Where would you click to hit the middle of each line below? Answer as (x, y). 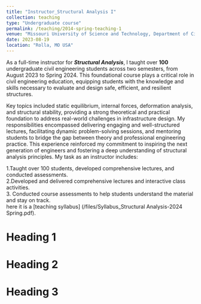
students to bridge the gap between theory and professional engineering (96, 137)
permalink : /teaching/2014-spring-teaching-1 (64, 28)
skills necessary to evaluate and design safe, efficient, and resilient (89, 88)
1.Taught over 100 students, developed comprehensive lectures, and (90, 168)
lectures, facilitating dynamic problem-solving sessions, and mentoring (94, 131)
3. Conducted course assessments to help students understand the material (100, 194)
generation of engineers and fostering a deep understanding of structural (97, 150)
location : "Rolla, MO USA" (40, 46)
